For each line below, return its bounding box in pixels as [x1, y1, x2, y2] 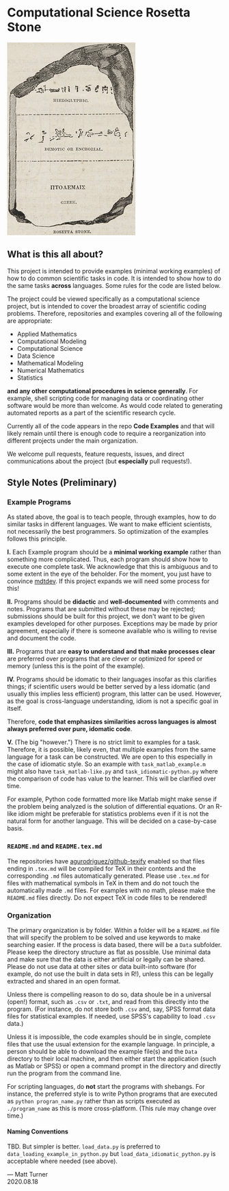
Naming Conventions [7, 1127, 68, 1135]
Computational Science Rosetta [7, 5, 191, 21]
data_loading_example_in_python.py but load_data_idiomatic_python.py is [7, 1150, 216, 1158]
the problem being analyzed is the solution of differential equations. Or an [7, 802, 215, 811]
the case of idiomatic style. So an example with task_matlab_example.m [7, 760, 206, 768]
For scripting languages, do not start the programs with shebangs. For [7, 1083, 205, 1091]
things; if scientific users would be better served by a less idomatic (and [7, 683, 211, 691]
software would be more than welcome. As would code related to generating [7, 401, 223, 409]
